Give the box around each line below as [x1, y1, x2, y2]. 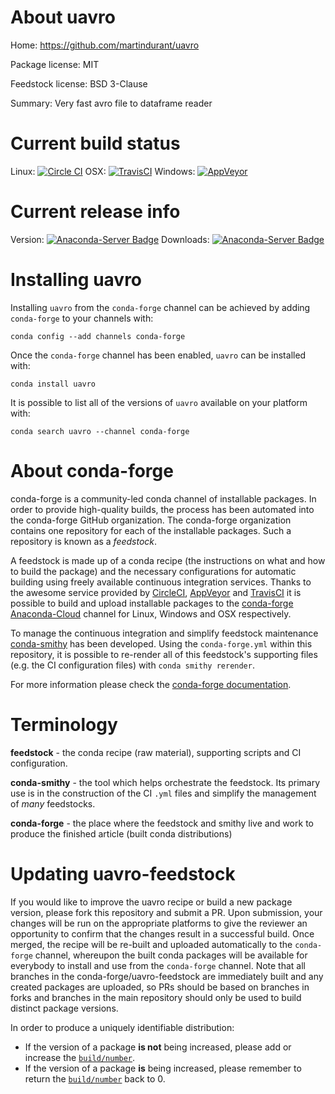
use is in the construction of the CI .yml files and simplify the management [10, 787, 317, 799]
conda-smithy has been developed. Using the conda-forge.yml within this [10, 637, 313, 650]
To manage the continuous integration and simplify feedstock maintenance [10, 627, 319, 639]
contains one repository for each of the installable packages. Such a [10, 524, 292, 536]
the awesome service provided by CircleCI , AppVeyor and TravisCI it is [10, 586, 302, 598]
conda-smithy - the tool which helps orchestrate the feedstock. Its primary [10, 776, 321, 788]
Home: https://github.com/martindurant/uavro [10, 39, 200, 51]
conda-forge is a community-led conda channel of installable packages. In [10, 492, 317, 505]
